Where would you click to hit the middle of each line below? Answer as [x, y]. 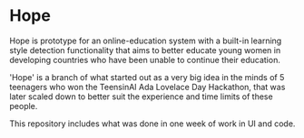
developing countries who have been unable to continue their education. [145, 60]
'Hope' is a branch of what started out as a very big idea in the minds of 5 [147, 77]
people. [24, 106]
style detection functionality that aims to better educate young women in [145, 50]
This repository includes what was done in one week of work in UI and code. [152, 124]
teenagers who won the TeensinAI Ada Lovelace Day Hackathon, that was [147, 87]
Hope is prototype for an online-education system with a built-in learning [146, 41]
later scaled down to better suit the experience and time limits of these [142, 97]
